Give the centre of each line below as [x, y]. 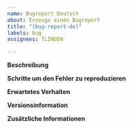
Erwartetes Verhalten [39, 92]
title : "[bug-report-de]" [44, 26]
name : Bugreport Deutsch [43, 13]
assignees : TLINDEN [35, 39]
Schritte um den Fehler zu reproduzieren [66, 79]
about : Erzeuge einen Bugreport [54, 20]
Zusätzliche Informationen [46, 119]
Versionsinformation [37, 105]
